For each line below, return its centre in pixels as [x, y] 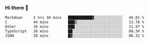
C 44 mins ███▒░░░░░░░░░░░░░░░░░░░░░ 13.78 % [75, 22]
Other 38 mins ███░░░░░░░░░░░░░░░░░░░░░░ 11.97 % [75, 27]
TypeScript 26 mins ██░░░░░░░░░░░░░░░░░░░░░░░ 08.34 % [75, 31]
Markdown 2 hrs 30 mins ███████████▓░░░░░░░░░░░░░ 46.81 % [75, 18]
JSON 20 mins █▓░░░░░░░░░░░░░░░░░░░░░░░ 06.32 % [75, 36]
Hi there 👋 [17, 8]
